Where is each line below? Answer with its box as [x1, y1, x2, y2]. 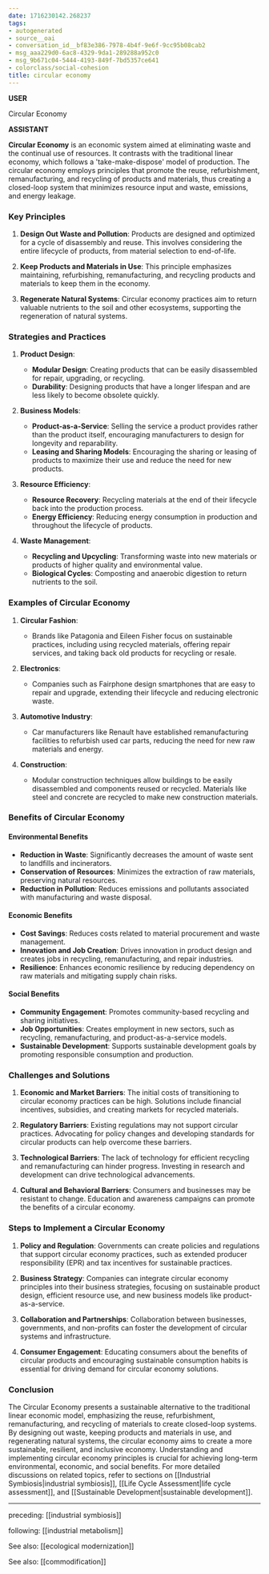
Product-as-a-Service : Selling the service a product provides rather [31, 421, 259, 431]
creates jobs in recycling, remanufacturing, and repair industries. [19, 954, 234, 964]
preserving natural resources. [19, 875, 118, 885]
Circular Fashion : [19, 615, 78, 625]
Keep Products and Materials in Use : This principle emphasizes [19, 261, 232, 271]
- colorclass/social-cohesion [8, 64, 110, 72]
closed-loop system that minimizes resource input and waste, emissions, [8, 182, 249, 192]
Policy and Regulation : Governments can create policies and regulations [19, 1241, 260, 1250]
